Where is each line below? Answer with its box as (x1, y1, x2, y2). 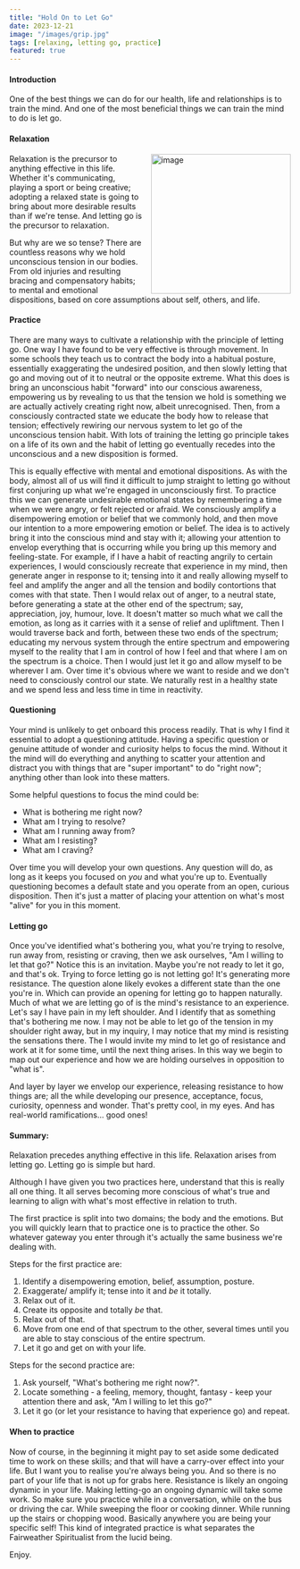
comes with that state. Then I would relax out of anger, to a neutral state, (9, 589, 277, 600)
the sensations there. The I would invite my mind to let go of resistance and (9, 1035, 286, 1046)
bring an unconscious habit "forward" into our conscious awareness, (9, 382, 262, 392)
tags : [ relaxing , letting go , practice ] (9, 38, 162, 47)
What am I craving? (21, 844, 94, 855)
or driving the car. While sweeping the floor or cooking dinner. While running (9, 1503, 291, 1514)
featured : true (9, 46, 66, 55)
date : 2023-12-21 (9, 21, 74, 30)
